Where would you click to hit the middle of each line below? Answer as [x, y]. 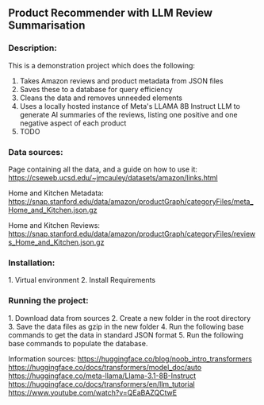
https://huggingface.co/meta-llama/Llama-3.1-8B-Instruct [102, 376]
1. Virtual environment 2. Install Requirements [82, 280]
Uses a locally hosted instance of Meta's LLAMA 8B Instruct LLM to [130, 106]
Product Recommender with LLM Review [110, 13]
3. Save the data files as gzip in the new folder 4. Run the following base [126, 326]
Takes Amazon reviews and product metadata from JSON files [121, 81]
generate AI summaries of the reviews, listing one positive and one [128, 114]
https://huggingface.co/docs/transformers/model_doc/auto [105, 367]
